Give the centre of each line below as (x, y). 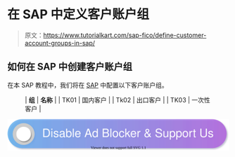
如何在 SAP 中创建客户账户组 (70, 67)
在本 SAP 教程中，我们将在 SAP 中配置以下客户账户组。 (88, 85)
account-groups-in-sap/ (60, 43)
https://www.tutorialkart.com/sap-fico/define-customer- (125, 35)
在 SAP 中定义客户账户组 (78, 14)
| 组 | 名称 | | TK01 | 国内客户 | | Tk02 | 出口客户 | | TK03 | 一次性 (118, 100)
